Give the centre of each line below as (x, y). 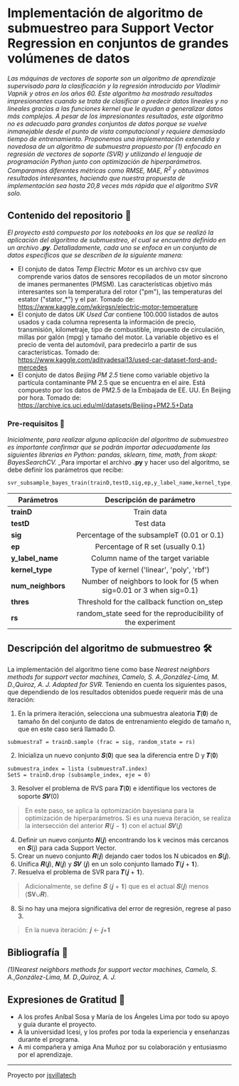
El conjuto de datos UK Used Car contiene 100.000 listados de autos (118, 314)
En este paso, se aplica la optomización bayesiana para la (109, 810)
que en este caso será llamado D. (67, 729)
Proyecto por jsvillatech (42, 1075)
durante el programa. (48, 1040)
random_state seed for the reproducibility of (150, 613)
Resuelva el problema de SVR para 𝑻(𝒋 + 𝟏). (81, 872)
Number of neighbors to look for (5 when (150, 581)
